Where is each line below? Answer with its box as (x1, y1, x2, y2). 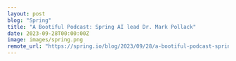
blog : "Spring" (7, 17, 52, 24)
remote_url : (7, 43, 42, 50)
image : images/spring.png (7, 36, 83, 43)
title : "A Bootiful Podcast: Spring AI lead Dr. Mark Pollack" (7, 23, 197, 30)
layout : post (7, 10, 46, 18)
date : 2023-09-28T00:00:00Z (7, 29, 90, 37)
